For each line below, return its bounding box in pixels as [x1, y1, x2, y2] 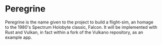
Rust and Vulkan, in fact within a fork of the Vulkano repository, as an [5, 29, 144, 35]
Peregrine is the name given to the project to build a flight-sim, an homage [5, 19, 154, 25]
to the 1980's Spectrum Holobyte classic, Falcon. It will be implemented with [5, 24, 158, 30]
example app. [5, 34, 32, 40]
